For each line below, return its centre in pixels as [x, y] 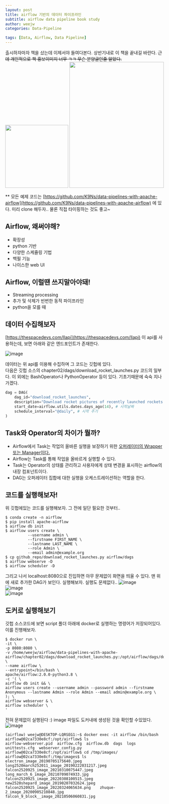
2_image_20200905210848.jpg [35, 792]
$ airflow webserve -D [29, 562]
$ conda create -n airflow [33, 518]
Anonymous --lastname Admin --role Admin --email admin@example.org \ [81, 692]
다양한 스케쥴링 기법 [32, 252]
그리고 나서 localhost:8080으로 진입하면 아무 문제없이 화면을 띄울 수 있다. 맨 [80, 576]
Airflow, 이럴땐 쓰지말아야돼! [48, 282]
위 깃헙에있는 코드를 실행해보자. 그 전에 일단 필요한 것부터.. [63, 508]
